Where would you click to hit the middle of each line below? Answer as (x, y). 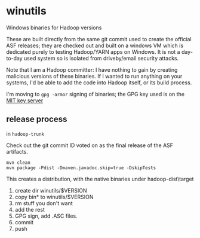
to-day (14, 58)
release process (37, 119)
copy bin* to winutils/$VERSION (54, 197)
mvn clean (19, 163)
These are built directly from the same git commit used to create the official (99, 39)
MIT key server (25, 100)
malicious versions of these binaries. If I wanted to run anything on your (94, 76)
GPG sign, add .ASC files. (46, 216)
